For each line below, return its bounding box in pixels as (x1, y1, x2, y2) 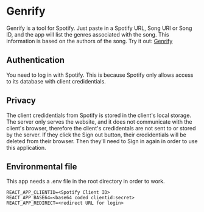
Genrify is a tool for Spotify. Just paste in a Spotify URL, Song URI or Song (6, 24, 192, 32)
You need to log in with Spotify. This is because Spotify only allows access (6, 71, 194, 79)
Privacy (6, 96, 37, 106)
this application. (6, 144, 47, 151)
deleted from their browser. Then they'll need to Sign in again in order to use (6, 137, 198, 144)
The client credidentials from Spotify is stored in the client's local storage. (6, 111, 192, 119)
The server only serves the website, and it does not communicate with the (6, 118, 192, 125)
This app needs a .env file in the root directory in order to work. (6, 178, 166, 185)
